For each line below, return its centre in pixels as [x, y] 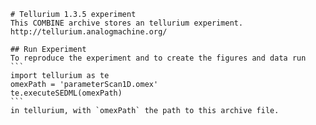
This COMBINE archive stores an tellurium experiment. [127, 23]
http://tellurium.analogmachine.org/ [89, 32]
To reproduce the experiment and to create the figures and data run [158, 58]
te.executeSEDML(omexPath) [66, 93]
